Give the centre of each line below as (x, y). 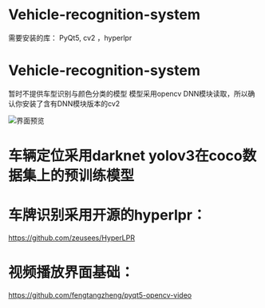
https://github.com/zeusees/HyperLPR (72, 238)
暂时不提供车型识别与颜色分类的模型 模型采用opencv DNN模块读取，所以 (129, 93)
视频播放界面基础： (71, 272)
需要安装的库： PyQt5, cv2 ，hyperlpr (70, 38)
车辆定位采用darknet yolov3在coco (125, 156)
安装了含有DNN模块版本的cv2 (71, 103)
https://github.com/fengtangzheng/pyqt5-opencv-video (100, 295)
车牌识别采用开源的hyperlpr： (107, 215)
